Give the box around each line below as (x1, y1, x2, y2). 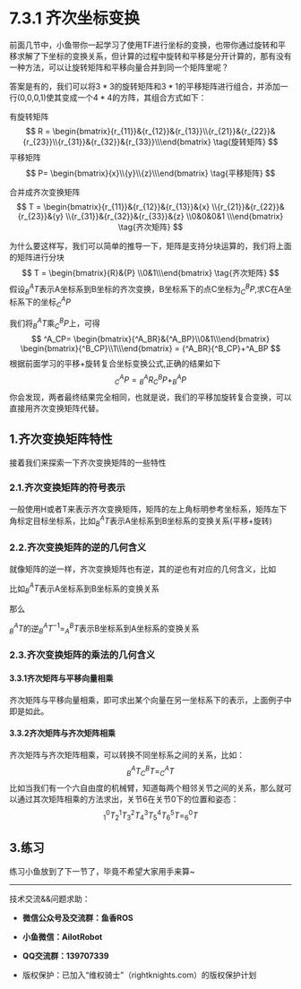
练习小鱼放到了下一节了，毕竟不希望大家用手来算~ (9, 865, 195, 876)
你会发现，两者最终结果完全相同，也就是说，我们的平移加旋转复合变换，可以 (9, 391, 292, 402)
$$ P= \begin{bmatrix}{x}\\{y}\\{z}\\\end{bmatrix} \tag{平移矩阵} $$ (25, 168, 276, 178)
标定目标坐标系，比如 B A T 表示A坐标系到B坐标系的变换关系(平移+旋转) (16, 513, 273, 529)
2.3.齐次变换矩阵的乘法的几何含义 (9, 649, 156, 661)
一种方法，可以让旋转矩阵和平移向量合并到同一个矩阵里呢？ (9, 62, 229, 73)
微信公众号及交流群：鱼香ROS (21, 912, 133, 923)
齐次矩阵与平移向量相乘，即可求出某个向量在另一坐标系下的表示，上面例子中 (9, 694, 292, 705)
